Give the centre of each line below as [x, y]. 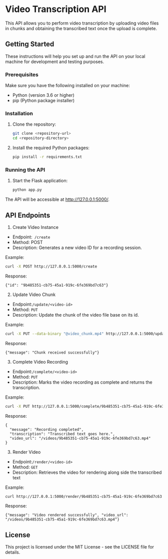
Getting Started [30, 44]
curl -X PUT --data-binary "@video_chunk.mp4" [54, 334]
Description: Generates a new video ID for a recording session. [77, 247]
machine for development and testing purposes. [55, 62]
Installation [19, 113]
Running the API [25, 170]
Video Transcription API [56, 9]
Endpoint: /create [31, 237]
